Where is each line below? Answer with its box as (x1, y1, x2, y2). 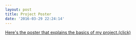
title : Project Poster (5, 12, 52, 17)
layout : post (5, 7, 32, 12)
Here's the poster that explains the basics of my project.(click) (5, 30, 131, 36)
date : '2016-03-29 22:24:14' (5, 16, 65, 21)
